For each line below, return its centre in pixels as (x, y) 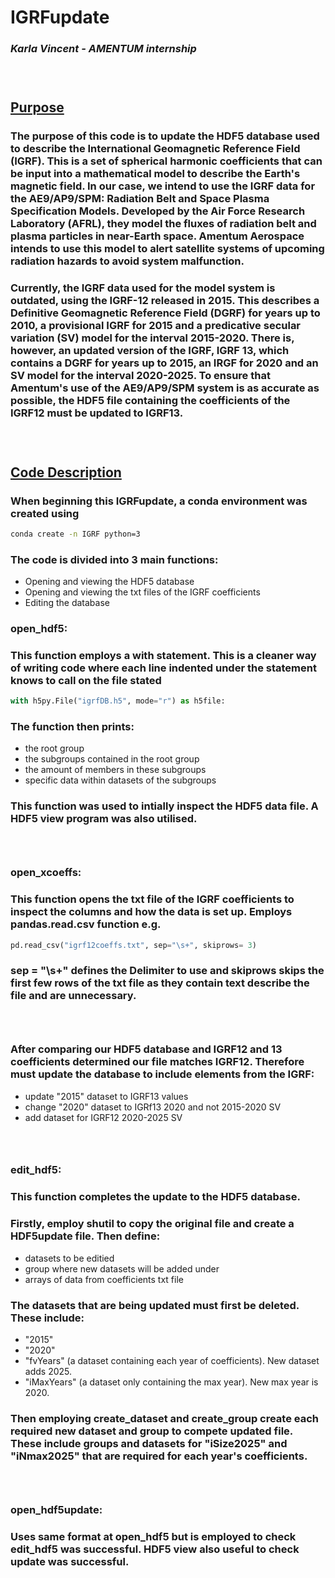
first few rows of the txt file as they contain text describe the (160, 983)
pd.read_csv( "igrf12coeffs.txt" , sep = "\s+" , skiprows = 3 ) (133, 945)
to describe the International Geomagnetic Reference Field (155, 149)
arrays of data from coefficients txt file (104, 1279)
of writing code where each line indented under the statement (163, 668)
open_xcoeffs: (46, 873)
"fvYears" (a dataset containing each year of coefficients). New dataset (172, 1360)
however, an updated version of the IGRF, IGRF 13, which (150, 351)
